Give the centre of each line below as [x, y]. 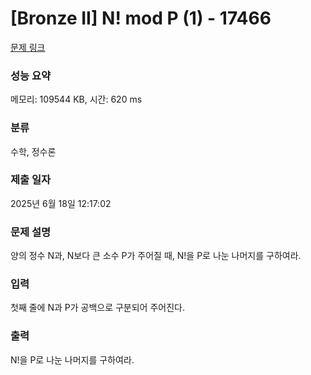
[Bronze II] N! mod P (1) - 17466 [141, 18]
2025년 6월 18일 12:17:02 [61, 203]
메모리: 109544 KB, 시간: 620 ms [76, 99]
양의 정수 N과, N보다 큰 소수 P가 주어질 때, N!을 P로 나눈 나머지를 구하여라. [156, 256]
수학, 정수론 [33, 151]
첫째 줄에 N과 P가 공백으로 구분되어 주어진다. [97, 308]
